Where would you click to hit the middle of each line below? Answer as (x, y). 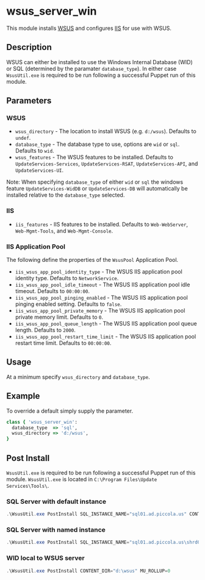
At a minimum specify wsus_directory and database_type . (78, 377)
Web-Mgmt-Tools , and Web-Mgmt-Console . (64, 231)
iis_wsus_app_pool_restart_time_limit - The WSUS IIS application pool (106, 336)
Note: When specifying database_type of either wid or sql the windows (95, 182)
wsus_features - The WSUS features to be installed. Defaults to (94, 158)
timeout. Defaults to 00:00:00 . (52, 291)
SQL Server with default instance (56, 501)
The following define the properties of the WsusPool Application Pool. (92, 260)
